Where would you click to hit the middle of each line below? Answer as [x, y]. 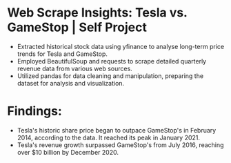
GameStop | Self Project [77, 27]
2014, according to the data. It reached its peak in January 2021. [109, 137]
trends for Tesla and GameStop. [62, 54]
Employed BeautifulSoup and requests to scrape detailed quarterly [112, 61]
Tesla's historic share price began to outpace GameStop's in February [117, 130]
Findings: [34, 111]
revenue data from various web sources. [74, 68]
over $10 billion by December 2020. [68, 152]
